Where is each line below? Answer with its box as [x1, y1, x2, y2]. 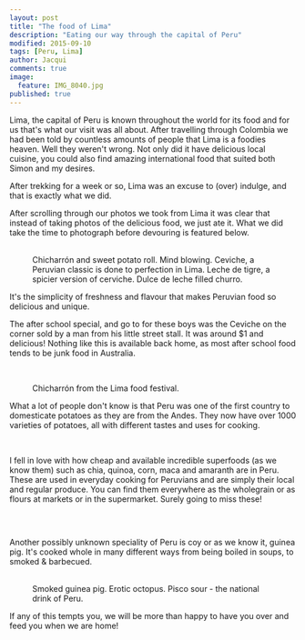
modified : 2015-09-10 [9, 38, 92, 48]
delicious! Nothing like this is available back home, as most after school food [9, 337, 296, 348]
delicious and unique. [9, 301, 90, 312]
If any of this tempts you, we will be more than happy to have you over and [9, 610, 290, 621]
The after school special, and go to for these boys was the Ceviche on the [9, 318, 287, 329]
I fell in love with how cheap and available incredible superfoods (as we [9, 455, 278, 465]
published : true [9, 89, 71, 98]
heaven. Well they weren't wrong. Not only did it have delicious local [9, 143, 266, 155]
